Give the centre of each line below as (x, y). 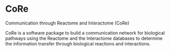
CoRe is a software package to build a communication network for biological (85, 33)
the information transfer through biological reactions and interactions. (78, 43)
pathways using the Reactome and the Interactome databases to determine (84, 38)
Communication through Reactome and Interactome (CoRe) (67, 23)
